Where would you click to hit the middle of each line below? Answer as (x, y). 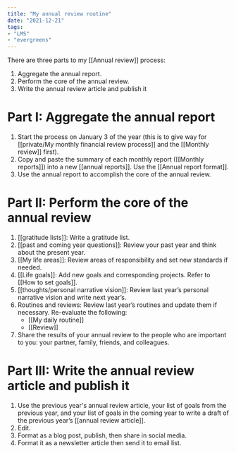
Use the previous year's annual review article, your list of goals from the (122, 405)
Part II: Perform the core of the (98, 203)
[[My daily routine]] (56, 320)
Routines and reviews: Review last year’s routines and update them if (117, 305)
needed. (30, 267)
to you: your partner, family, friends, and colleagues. (93, 342)
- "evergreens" (30, 40)
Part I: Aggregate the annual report (111, 117)
